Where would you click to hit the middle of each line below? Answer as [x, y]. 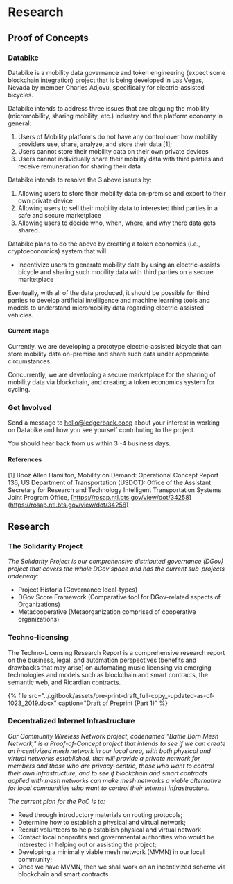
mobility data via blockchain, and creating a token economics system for [111, 382]
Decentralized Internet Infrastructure [71, 721]
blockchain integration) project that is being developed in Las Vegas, [106, 80]
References [25, 459]
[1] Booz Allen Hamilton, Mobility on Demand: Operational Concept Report [113, 475]
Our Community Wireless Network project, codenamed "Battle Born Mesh [113, 736]
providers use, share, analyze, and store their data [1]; [95, 144]
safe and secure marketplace [60, 215]
